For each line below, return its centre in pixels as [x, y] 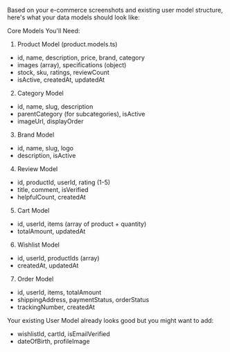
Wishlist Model [38, 245]
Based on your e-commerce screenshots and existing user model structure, [115, 10]
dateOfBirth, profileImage [53, 341]
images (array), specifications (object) [72, 65]
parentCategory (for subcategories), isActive [81, 114]
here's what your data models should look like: [73, 17]
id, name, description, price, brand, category [81, 58]
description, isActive [46, 156]
